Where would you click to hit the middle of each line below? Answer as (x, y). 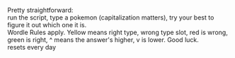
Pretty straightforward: (40, 10)
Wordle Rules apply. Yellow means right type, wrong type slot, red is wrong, (117, 32)
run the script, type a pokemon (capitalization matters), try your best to (111, 17)
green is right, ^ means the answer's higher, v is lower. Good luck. (103, 40)
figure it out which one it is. (47, 25)
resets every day (32, 47)
